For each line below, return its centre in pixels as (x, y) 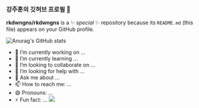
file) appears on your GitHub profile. (50, 29)
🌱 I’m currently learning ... (46, 59)
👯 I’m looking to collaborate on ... (55, 65)
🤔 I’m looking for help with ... (50, 71)
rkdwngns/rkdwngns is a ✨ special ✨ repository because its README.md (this (100, 23)
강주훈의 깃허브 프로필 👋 (38, 9)
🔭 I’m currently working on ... (50, 52)
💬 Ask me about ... (37, 78)
